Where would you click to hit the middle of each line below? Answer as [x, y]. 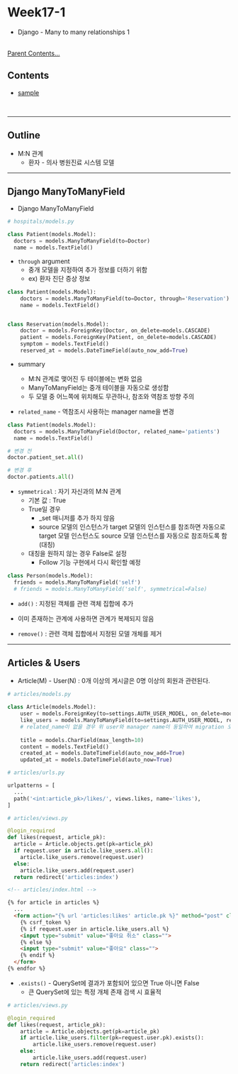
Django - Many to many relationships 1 [73, 32]
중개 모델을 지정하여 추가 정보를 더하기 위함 [87, 270]
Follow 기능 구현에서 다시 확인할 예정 [90, 562]
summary [32, 364]
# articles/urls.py [36, 773]
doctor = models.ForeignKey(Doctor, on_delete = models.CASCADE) [115, 331]
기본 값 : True [47, 500]
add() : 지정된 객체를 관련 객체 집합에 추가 [75, 603]
